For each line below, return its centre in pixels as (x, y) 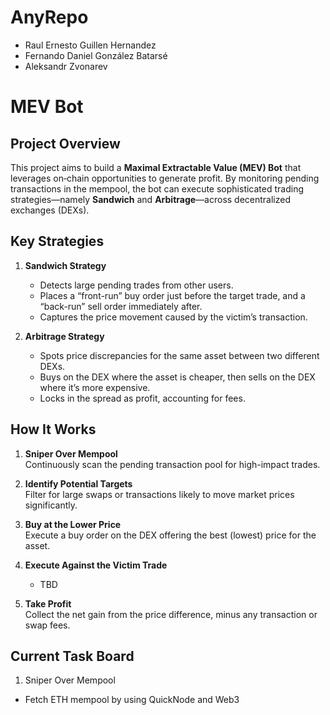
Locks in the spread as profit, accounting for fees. (142, 398)
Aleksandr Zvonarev (66, 66)
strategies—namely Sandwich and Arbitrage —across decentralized (151, 199)
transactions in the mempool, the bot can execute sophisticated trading (157, 188)
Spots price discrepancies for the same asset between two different (179, 355)
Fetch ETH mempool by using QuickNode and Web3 (132, 700)
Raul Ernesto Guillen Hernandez (90, 45)
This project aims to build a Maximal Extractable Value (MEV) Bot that (156, 167)
